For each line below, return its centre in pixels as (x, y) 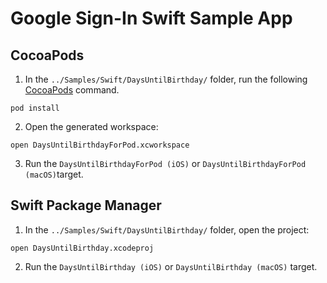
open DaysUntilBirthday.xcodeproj (82, 248)
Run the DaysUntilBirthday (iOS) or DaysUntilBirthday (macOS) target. (171, 266)
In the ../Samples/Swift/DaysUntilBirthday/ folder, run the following (166, 79)
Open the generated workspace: (91, 126)
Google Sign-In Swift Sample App (151, 18)
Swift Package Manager (86, 205)
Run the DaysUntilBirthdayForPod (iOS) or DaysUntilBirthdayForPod (165, 163)
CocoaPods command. (72, 90)
